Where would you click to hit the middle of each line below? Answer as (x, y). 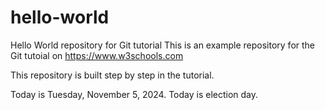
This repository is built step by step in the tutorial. (112, 75)
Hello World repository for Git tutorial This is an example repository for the (163, 45)
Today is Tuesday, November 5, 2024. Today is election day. (134, 94)
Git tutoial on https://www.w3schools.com (97, 55)
